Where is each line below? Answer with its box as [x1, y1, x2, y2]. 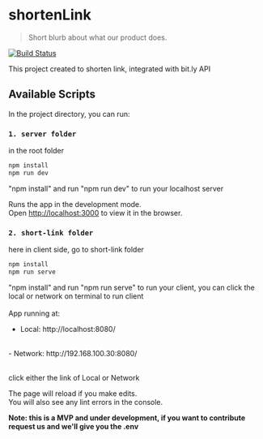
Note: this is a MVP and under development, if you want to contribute [8, 412, 246, 423]
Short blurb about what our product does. [28, 32, 168, 42]
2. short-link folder [8, 228, 94, 237]
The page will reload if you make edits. [8, 388, 138, 398]
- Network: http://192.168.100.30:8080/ [8, 348, 138, 358]
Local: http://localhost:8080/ [19, 324, 116, 334]
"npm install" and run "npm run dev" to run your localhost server [8, 183, 224, 193]
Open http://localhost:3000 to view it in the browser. [8, 208, 183, 217]
